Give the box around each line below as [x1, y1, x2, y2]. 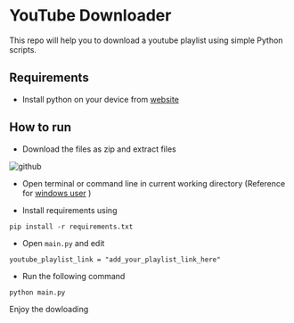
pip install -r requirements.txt [9, 222, 134, 231]
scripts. [9, 44, 37, 54]
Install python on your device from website [21, 94, 180, 104]
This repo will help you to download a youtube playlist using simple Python [9, 35, 283, 46]
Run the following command [21, 270, 126, 281]
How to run [9, 120, 72, 135]
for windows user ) [21, 187, 92, 198]
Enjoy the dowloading [9, 303, 89, 314]
